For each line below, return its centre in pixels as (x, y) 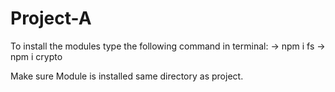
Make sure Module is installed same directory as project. (127, 76)
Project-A (51, 18)
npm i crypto (36, 56)
